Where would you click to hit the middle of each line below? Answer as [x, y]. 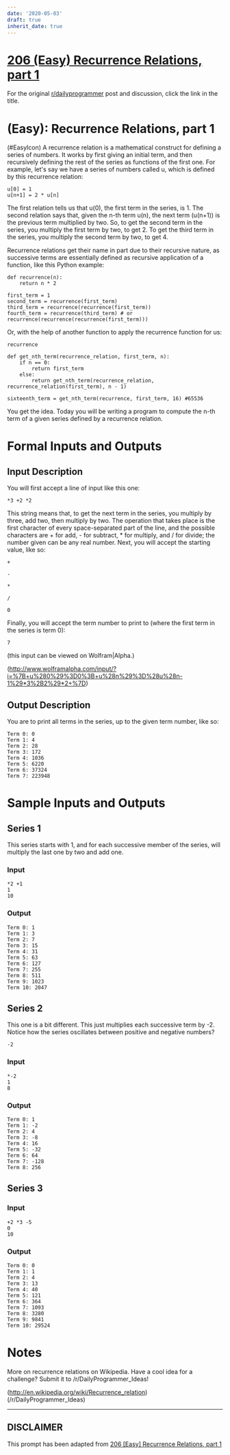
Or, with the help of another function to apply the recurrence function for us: [115, 332]
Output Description [49, 705]
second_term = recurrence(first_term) [62, 302]
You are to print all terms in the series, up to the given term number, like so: [113, 722]
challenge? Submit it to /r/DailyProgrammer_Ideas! [78, 1379]
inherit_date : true [35, 26]
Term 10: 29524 [29, 1326]
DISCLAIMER [35, 1427]
